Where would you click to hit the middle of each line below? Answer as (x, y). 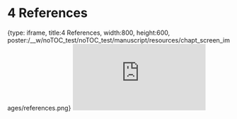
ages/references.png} (39, 108)
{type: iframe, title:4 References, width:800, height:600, (89, 33)
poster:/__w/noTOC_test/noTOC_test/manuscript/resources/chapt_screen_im (118, 40)
